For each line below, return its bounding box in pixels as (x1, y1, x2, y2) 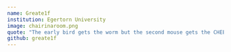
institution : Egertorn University (7, 16, 107, 23)
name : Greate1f (7, 9, 51, 17)
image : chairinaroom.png (7, 22, 78, 29)
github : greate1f (7, 35, 57, 42)
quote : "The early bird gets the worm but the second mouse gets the (7, 28, 211, 36)
